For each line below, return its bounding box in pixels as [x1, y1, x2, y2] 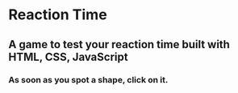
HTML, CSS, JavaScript [8, 50, 128, 63]
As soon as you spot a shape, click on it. [8, 74, 169, 85]
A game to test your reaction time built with [8, 38, 230, 51]
